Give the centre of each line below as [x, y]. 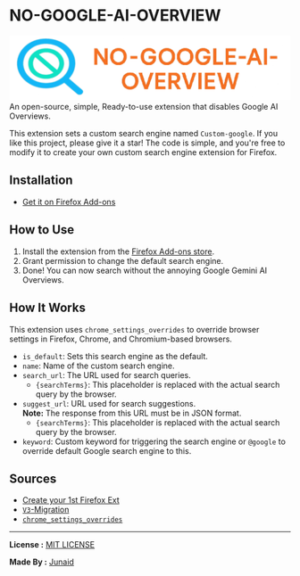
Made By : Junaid [42, 562]
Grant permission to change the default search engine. [123, 260]
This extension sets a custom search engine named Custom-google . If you [144, 134]
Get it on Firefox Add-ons [69, 202]
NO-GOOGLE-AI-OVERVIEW [115, 16]
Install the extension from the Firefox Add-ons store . [118, 251]
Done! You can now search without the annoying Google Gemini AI [145, 270]
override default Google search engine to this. [107, 450]
